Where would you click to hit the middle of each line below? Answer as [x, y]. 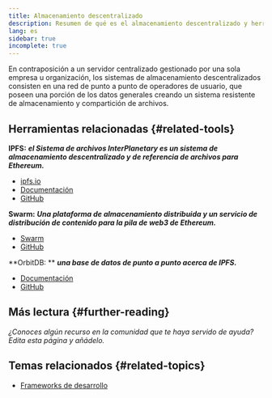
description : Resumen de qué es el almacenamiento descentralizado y [128, 23]
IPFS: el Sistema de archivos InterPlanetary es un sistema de [113, 148]
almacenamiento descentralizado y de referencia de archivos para [123, 157]
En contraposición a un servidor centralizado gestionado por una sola [125, 69]
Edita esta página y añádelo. [57, 340]
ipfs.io [30, 181]
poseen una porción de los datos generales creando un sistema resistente [132, 95]
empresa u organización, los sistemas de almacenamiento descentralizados [135, 78]
